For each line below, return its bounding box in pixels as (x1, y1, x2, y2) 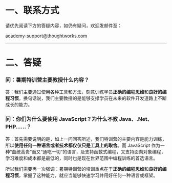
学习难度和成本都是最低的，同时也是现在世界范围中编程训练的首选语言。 (5, 155, 158, 161)
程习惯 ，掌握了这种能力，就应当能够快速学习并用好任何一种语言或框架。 (5, 172, 158, 178)
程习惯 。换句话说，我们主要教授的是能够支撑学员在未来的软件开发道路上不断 (5, 95, 167, 101)
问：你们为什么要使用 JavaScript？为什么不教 (5, 116, 118, 123)
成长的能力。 (5, 101, 32, 108)
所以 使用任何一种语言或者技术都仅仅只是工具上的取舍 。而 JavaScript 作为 (5, 142, 161, 148)
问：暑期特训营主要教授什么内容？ (5, 76, 90, 84)
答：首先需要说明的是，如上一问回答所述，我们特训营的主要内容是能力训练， (5, 136, 167, 142)
